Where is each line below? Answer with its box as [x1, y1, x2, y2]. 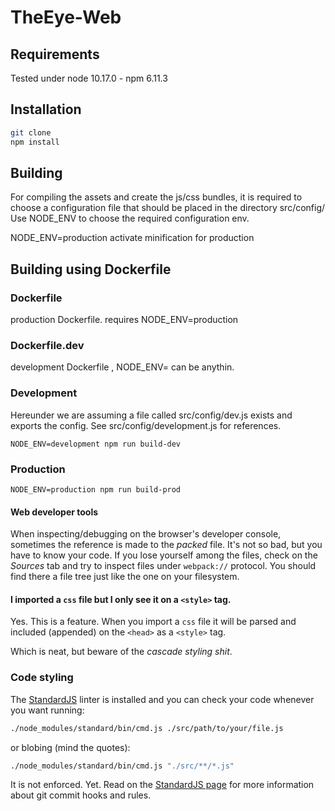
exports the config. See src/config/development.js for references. [10, 419, 282, 431]
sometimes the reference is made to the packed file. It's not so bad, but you [10, 539, 323, 551]
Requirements [10, 46, 100, 63]
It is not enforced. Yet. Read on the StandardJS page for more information [10, 779, 315, 791]
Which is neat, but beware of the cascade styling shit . [10, 646, 233, 658]
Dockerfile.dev [10, 338, 85, 352]
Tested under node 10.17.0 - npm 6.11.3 [10, 72, 168, 84]
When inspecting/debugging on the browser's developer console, [10, 528, 282, 540]
